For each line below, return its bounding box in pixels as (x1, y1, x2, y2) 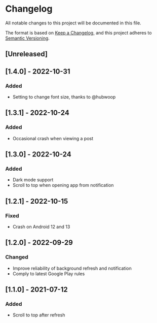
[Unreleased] (5, 50, 48, 58)
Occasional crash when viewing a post (12, 135, 94, 141)
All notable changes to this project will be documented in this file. (5, 20, 142, 26)
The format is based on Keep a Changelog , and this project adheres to (5, 29, 152, 36)
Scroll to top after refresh (12, 312, 65, 318)
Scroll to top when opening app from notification (12, 182, 114, 188)
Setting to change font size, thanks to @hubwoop (12, 94, 116, 100)
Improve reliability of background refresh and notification (12, 265, 132, 271)
